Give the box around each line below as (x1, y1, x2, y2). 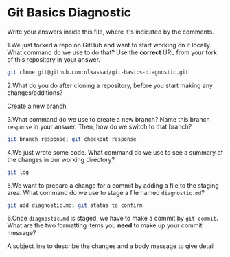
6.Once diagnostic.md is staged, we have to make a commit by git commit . (7, 214, 218, 223)
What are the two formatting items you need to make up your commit (7, 221, 203, 230)
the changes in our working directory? (7, 155, 115, 164)
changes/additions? (7, 88, 63, 97)
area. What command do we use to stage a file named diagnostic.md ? (7, 188, 205, 197)
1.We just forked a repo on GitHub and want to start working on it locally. (7, 41, 212, 49)
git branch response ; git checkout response (7, 135, 137, 142)
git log (7, 168, 30, 176)
